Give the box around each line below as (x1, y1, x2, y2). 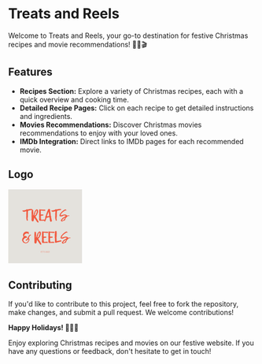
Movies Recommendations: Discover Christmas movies (19, 120, 202, 129)
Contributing (8, 278, 72, 292)
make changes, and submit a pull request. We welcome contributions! (8, 308, 234, 318)
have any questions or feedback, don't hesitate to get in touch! (8, 347, 212, 356)
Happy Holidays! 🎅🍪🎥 (8, 323, 79, 332)
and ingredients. (19, 111, 73, 121)
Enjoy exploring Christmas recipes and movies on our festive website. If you (8, 338, 254, 347)
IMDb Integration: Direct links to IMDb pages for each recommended (19, 136, 244, 146)
